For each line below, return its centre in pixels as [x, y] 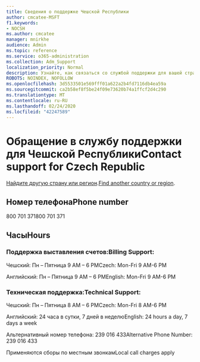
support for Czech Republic [76, 166]
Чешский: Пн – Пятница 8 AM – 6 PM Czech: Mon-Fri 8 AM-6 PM [86, 305]
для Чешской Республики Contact [94, 154]
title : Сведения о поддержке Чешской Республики [68, 12]
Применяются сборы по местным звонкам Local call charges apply [90, 352]
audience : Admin [26, 45]
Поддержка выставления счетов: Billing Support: [80, 252]
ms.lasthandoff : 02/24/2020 [41, 106]
